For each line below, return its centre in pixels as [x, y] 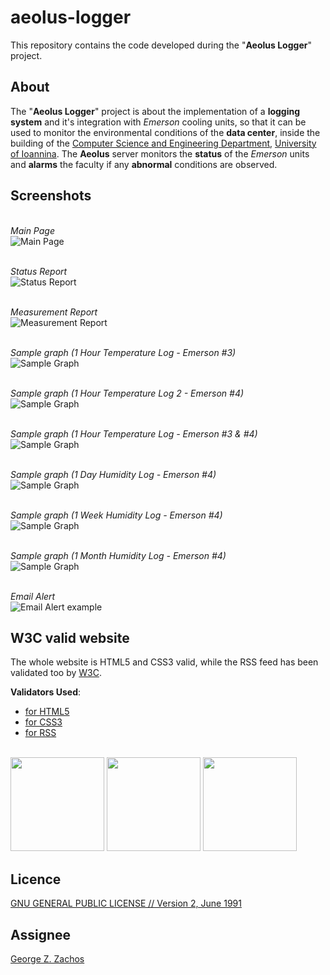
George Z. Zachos [47, 959]
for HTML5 [47, 712]
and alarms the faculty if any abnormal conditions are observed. [144, 164]
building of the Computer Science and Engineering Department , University [163, 143]
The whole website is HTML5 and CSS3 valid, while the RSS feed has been [164, 662]
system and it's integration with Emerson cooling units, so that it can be [158, 122]
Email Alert [33, 596]
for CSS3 [43, 722]
